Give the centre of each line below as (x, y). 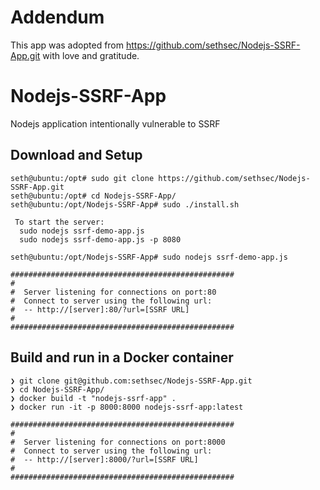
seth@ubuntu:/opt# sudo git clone (82, 178)
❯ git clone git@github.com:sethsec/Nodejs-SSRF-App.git (131, 381)
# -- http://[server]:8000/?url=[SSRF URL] (104, 459)
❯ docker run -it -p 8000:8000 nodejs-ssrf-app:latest (127, 407)
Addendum (57, 17)
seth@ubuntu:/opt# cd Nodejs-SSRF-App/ (93, 196)
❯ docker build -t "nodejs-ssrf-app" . (93, 398)
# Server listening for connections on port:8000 (118, 442)
